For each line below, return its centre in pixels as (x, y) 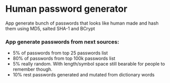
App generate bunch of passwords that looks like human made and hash (82, 23)
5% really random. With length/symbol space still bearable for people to (89, 64)
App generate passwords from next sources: (62, 42)
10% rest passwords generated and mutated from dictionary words (84, 75)
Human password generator (66, 9)
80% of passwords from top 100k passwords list (64, 58)
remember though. (33, 69)
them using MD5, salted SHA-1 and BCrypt (50, 28)
